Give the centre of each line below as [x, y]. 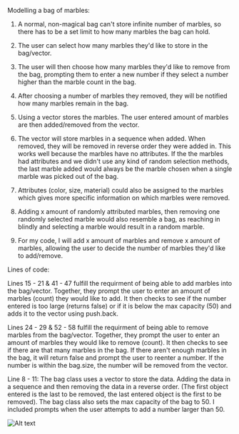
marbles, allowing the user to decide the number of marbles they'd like [122, 248]
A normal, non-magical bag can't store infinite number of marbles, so [119, 24]
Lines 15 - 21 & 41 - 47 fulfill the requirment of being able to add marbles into [120, 283]
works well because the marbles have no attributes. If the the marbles [120, 154]
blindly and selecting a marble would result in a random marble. [111, 227]
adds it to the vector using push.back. [63, 314]
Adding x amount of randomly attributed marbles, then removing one [118, 212]
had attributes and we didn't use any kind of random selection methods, [123, 161]
